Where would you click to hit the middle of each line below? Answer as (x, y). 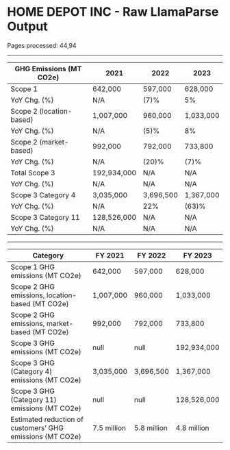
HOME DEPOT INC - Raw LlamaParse (113, 12)
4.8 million (192, 427)
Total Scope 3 (33, 173)
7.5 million (109, 427)
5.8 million (151, 427)
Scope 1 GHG (33, 266)
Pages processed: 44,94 (42, 45)
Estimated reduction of (47, 419)
